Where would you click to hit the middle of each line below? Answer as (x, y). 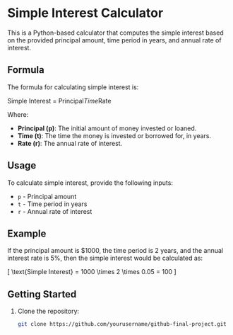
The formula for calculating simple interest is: (73, 87)
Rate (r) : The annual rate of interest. (70, 143)
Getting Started (42, 294)
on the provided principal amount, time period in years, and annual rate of (114, 40)
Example (27, 233)
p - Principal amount (47, 196)
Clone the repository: (48, 311)
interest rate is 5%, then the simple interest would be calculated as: (105, 258)
